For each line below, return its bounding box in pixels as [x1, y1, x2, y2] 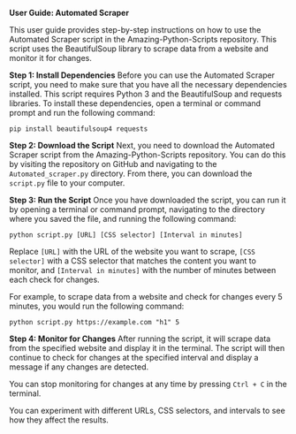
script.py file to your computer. [9, 178, 125, 188]
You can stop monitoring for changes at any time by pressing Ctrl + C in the [9, 379, 287, 389]
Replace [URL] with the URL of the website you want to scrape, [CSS [9, 247, 256, 256]
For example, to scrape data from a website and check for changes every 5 [9, 292, 283, 301]
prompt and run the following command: [9, 108, 156, 118]
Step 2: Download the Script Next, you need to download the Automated [9, 141, 276, 150]
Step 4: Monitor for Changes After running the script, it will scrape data [9, 333, 271, 344]
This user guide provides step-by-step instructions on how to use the [9, 25, 262, 34]
